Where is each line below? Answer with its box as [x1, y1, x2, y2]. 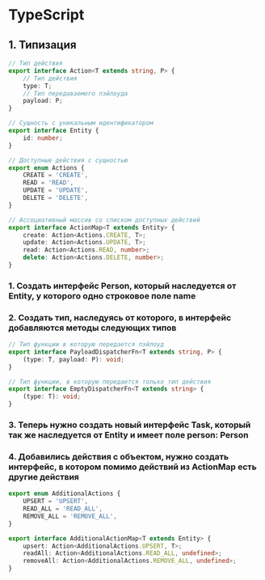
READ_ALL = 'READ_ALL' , [23, 505, 103, 513]
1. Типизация [8, 38, 77, 52]
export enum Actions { [8, 163, 85, 171]
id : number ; [23, 133, 63, 142]
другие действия [8, 471, 79, 482]
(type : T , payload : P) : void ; [23, 355, 125, 363]
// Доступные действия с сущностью [8, 156, 128, 164]
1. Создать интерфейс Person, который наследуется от [8, 280, 237, 291]
